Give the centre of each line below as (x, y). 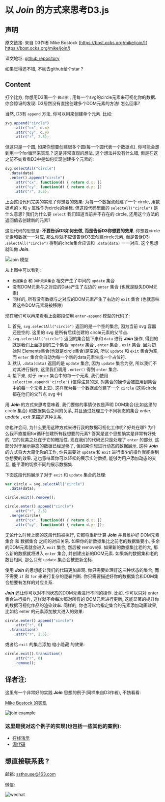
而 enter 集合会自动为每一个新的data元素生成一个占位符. (69, 357)
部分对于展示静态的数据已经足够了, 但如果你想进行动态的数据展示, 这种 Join (82, 446)
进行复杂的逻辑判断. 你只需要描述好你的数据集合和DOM (98, 576)
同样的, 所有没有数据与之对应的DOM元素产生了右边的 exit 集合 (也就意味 (86, 299)
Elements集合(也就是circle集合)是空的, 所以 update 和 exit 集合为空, (90, 351)
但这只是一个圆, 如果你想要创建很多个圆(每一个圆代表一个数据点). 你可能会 (80, 147)
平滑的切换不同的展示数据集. (45, 464)
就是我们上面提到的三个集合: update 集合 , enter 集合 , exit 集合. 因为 (82, 345)
